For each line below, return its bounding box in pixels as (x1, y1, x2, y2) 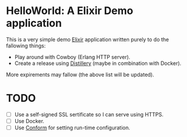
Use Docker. (14, 117, 45, 124)
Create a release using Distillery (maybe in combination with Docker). (14, 60, 182, 67)
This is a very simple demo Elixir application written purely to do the (6, 36, 169, 43)
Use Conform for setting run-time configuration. (14, 124, 130, 131)
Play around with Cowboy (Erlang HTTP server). (14, 53, 130, 60)
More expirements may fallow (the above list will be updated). (6, 71, 155, 78)
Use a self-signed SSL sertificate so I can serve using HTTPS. (14, 111, 164, 118)
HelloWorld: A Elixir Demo (6, 4, 133, 18)
